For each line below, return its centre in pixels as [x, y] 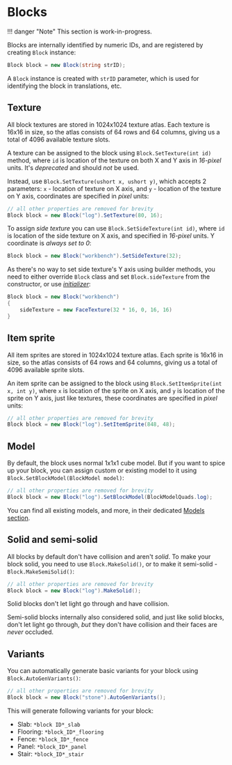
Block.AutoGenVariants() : [44, 678]
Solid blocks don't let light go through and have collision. [88, 604]
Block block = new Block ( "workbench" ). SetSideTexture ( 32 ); [94, 256]
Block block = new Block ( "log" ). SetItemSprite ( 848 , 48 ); [91, 425]
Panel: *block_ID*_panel [52, 747]
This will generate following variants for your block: [81, 711]
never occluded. [31, 632]
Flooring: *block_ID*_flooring [60, 732]
